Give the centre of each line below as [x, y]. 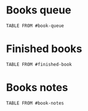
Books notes [37, 88]
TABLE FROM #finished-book [39, 64]
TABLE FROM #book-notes [35, 103]
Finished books [44, 49]
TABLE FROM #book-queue [35, 26]
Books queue [39, 10]
